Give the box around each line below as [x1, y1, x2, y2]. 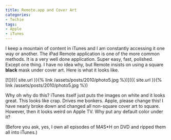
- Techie [5, 17, 24, 22]
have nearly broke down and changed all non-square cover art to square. [5, 103, 160, 109]
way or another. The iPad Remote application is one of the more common [5, 51, 160, 57]
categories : [5, 12, 31, 17]
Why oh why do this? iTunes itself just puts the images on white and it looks [5, 92, 165, 98]
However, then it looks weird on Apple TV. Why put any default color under [5, 108, 163, 114]
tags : [5, 21, 17, 27]
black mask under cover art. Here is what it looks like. [5, 67, 119, 73]
